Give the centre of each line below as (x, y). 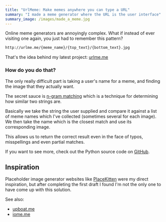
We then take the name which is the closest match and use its (68, 121)
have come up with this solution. (38, 190)
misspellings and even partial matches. (45, 142)
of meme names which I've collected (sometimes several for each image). (81, 116)
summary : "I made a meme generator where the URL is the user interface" (83, 14)
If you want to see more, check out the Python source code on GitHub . (78, 151)
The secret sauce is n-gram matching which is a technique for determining (82, 96)
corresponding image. (28, 127)
